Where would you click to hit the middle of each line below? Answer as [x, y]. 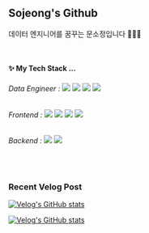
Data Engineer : [34, 89]
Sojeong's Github [53, 13]
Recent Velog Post [45, 187]
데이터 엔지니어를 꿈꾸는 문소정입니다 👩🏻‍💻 [75, 34]
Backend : [26, 141]
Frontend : [26, 114]
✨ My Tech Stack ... [42, 69]
